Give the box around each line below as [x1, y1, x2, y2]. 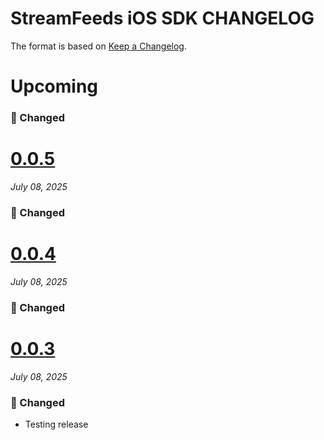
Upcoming [10, 75, 99, 98]
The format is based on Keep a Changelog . [10, 40, 187, 52]
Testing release [24, 418, 89, 430]
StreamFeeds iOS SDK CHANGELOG [10, 7, 315, 30]
